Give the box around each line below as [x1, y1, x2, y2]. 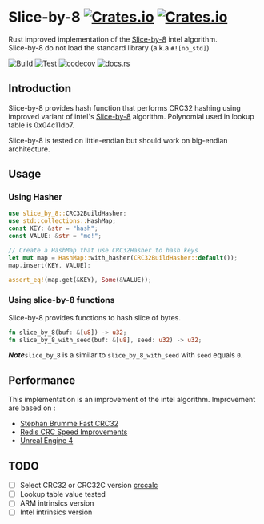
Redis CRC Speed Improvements [19, 427, 128, 437]
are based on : [8, 403, 56, 413]
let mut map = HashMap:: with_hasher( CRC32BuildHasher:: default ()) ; [8, 253, 238, 262]
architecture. [8, 144, 50, 154]
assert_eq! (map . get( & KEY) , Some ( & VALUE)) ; [8, 276, 152, 284]
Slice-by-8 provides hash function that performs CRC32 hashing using [8, 103, 242, 112]
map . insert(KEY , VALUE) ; [8, 261, 91, 269]
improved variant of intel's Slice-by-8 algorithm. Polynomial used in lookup [8, 111, 254, 121]
